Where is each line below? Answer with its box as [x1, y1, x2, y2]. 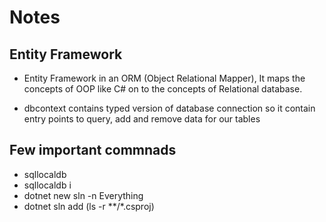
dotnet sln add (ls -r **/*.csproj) [23, 200, 155, 212]
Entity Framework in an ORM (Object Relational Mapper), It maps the [23, 72, 306, 84]
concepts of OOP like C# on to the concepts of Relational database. [23, 83, 303, 95]
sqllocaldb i [23, 179, 72, 191]
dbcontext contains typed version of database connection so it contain [23, 102, 316, 114]
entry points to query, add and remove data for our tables [23, 113, 261, 125]
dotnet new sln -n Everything [23, 189, 144, 201]
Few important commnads [9, 142, 177, 159]
